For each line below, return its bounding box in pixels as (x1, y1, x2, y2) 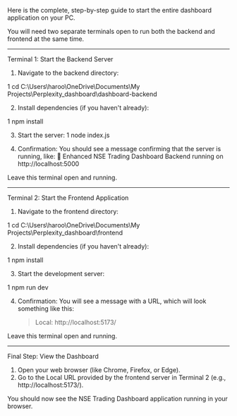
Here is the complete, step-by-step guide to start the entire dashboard (7, 6, 212, 14)
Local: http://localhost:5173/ (35, 318, 116, 326)
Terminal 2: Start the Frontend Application (7, 194, 129, 202)
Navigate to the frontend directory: (17, 208, 119, 215)
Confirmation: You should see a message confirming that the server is (17, 145, 221, 153)
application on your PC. (7, 13, 75, 22)
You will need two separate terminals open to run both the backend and (7, 28, 215, 35)
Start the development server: (17, 270, 105, 278)
